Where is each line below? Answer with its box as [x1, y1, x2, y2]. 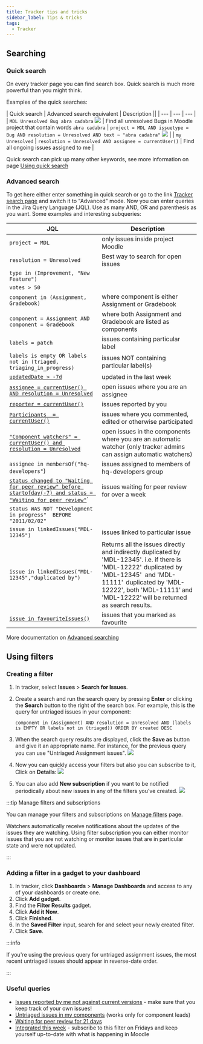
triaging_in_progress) [9, 364, 74, 372]
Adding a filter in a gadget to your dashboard [6, 868, 141, 877]
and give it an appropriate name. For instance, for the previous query [14, 742, 187, 749]
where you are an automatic [101, 435, 181, 443]
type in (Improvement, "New [9, 270, 90, 276]
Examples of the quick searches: [6, 98, 88, 105]
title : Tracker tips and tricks [6, 8, 88, 15]
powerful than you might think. [6, 86, 83, 94]
